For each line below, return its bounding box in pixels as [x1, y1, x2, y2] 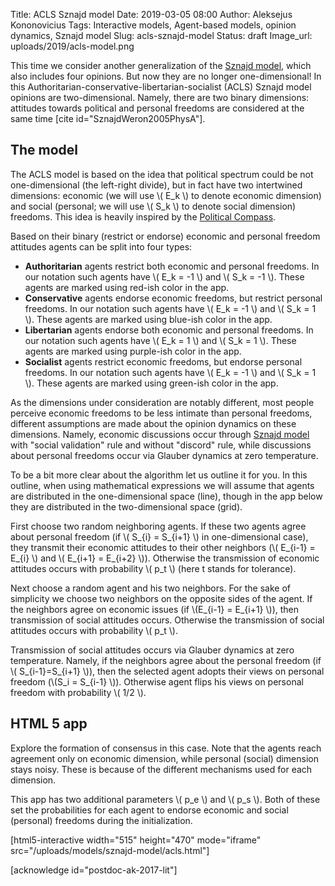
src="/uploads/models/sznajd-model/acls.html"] [10, 844, 210, 856]
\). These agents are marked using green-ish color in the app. [24, 377, 279, 389]
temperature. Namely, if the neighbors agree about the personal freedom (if [10, 654, 322, 666]
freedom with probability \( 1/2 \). [10, 686, 147, 698]
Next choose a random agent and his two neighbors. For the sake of [10, 582, 291, 594]
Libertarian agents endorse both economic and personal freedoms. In [24, 324, 314, 336]
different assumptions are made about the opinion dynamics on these [10, 417, 297, 429]
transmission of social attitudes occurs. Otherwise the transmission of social [10, 614, 325, 626]
